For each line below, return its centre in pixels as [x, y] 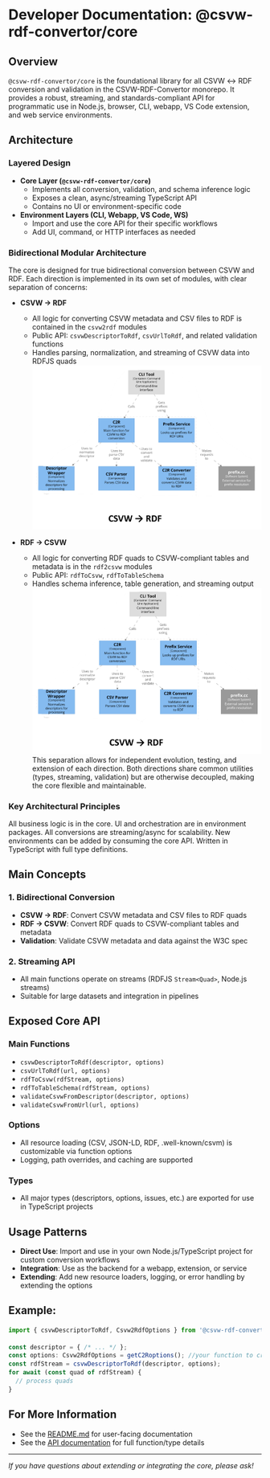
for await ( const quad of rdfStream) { [75, 1373]
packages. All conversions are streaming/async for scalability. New [119, 832]
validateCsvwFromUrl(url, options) [80, 1105]
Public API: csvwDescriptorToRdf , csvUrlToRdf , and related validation [144, 335]
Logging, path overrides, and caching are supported [106, 1160]
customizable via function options [76, 1151]
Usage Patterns [48, 1232]
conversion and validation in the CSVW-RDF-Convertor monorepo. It [121, 89]
